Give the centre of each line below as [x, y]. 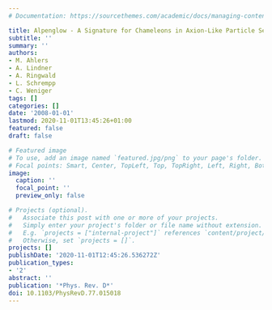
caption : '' [36, 180]
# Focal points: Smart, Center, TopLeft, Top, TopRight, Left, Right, [130, 166]
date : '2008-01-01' [41, 113]
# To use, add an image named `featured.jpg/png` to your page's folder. [136, 158]
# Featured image [38, 151]
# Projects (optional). [49, 210]
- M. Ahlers [28, 61]
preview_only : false [50, 196]
